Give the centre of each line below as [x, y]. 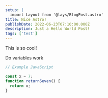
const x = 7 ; [19, 76]
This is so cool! [21, 48]
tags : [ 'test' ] [21, 34]
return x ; [20, 86]
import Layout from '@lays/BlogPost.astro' [57, 15]
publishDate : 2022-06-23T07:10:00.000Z [48, 24]
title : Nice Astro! [26, 19]
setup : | [15, 10]
